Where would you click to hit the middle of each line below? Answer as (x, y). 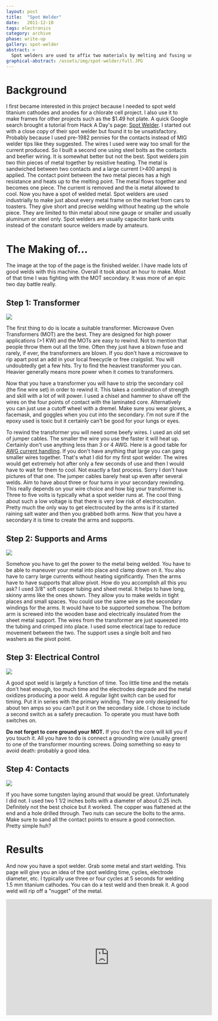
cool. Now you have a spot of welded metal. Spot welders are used (87, 194)
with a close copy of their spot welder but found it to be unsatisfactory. (92, 131)
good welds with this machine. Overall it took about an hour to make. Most (96, 272)
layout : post (22, 11)
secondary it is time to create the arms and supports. (70, 520)
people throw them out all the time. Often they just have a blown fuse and (95, 347)
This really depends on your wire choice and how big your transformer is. (95, 489)
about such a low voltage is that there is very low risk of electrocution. (91, 501)
